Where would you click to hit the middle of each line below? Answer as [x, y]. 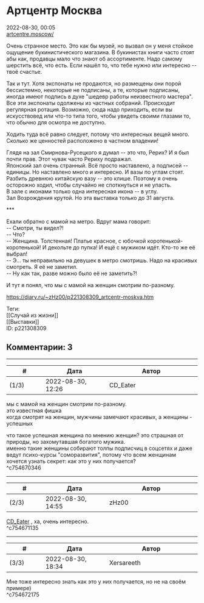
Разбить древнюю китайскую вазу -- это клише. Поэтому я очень [92, 178]
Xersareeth [125, 563]
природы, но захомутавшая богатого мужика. [66, 441]
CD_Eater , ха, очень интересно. [48, 521]
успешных [20, 423]
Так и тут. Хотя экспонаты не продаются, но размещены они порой [94, 84]
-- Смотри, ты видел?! [35, 228]
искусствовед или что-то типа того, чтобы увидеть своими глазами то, [99, 116]
